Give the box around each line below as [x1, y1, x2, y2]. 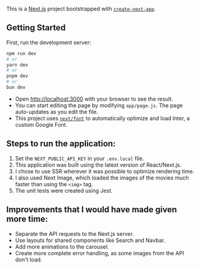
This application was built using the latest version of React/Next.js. [15, 161, 182, 169]
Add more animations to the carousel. [15, 243, 109, 250]
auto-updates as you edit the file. [15, 108, 98, 115]
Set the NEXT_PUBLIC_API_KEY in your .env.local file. [15, 155, 144, 162]
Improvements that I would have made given [6, 204, 177, 215]
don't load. [15, 256, 42, 263]
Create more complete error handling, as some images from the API [15, 249, 184, 256]
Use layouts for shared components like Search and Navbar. [15, 236, 165, 244]
